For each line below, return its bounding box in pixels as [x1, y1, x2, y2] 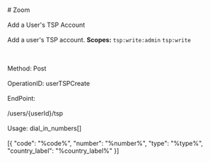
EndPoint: [7, 94, 35, 102]
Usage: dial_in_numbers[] [7, 124, 82, 132]
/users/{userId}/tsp [7, 109, 64, 118]
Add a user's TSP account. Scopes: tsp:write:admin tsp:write [7, 36, 191, 44]
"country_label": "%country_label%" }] [7, 147, 119, 155]
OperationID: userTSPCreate [7, 80, 91, 87]
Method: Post [7, 64, 47, 73]
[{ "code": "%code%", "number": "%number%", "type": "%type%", [7, 139, 204, 147]
